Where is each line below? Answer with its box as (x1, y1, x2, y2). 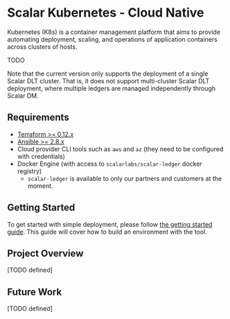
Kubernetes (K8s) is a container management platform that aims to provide (7, 28, 220, 36)
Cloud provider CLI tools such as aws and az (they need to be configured (17, 144, 224, 153)
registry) (17, 166, 42, 175)
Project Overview (7, 248, 84, 259)
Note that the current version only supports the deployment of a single (7, 69, 209, 78)
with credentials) (17, 152, 66, 160)
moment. (27, 182, 53, 190)
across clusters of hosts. (7, 42, 78, 51)
